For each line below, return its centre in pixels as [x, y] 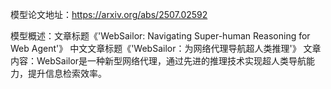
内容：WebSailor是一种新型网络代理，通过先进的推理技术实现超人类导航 [158, 61]
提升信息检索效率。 [67, 73]
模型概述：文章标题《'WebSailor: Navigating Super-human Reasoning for [160, 36]
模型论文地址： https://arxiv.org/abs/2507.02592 [109, 14]
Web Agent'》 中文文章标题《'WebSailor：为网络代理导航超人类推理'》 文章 [166, 48]
